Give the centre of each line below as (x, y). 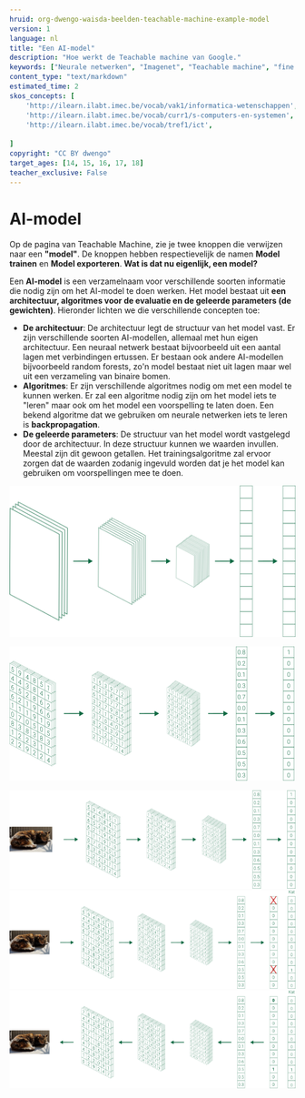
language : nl (34, 38)
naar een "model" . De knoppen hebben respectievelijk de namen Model (145, 254)
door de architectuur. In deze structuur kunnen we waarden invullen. (150, 443)
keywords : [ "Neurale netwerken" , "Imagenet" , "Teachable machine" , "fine (152, 67)
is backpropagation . (61, 424)
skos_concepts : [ (42, 96)
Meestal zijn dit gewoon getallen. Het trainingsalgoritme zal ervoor (147, 453)
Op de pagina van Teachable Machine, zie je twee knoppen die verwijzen (146, 244)
